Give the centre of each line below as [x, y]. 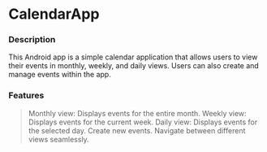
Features [26, 96]
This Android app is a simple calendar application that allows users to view [133, 57]
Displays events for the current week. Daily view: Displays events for [143, 122]
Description [32, 40]
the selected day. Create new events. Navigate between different [137, 130]
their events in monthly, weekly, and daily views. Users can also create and [134, 66]
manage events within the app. [60, 75]
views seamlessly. [58, 139]
